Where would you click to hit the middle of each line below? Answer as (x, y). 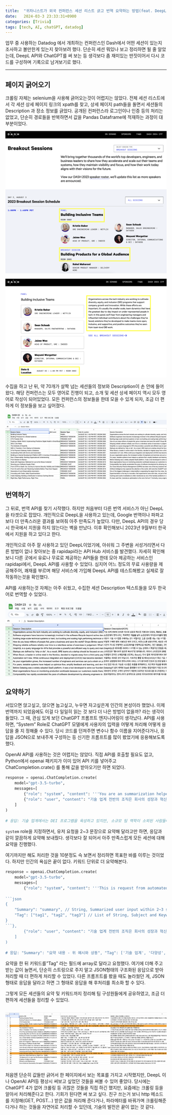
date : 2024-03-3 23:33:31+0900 (41, 16)
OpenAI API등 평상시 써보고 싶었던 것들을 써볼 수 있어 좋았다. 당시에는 (81, 1081)
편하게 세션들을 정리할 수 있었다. (38, 1000)
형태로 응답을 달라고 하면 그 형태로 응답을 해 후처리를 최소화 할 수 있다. (76, 983)
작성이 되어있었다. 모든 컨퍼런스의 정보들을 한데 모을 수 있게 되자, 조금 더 (87, 399)
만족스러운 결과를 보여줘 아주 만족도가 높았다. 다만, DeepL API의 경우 (89, 521)
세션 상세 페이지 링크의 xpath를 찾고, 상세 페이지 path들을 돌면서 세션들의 (89, 105)
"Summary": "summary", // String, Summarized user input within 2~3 (89, 910)
